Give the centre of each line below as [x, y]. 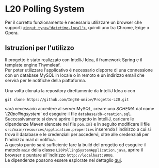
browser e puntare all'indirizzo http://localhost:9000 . [59, 155]
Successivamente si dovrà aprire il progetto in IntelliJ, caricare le [70, 119]
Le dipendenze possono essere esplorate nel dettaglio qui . [64, 160]
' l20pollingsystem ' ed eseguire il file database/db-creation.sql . [68, 114]
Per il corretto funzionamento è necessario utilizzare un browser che [73, 22]
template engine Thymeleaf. [33, 65]
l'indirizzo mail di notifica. [31, 139]
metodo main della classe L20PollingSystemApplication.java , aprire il [74, 150]
